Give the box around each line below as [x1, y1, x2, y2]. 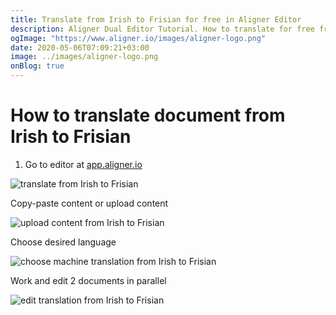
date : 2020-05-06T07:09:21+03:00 [10, 42, 150, 53]
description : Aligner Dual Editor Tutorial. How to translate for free [10, 24, 315, 34]
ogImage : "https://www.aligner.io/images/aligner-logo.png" [10, 33, 267, 43]
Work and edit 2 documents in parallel [10, 274, 167, 286]
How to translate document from [10, 104, 286, 127]
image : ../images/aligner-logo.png [10, 52, 159, 62]
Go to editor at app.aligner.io [24, 158, 143, 170]
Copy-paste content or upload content [10, 197, 169, 209]
